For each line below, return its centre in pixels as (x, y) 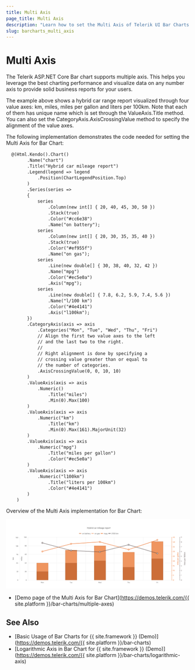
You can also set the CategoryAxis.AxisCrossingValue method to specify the (98, 119)
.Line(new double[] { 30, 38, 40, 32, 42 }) (103, 266)
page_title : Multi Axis (35, 18)
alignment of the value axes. (40, 125)
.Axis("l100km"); (69, 313)
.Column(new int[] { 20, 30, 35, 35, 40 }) (102, 237)
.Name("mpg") (64, 272)
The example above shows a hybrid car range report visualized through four (97, 101)
